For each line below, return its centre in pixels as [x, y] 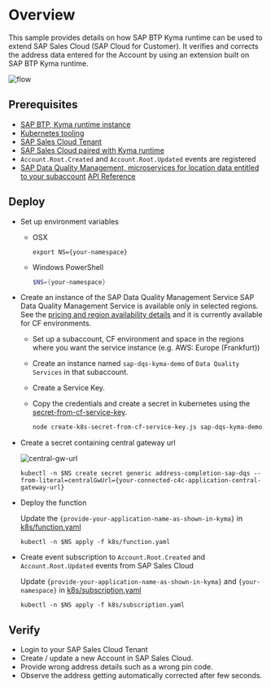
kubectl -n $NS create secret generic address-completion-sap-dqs [135, 473]
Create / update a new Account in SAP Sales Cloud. [107, 658]
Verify [24, 630]
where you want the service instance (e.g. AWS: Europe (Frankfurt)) [146, 348]
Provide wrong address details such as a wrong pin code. [116, 667]
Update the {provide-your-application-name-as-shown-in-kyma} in [131, 519]
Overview [42, 15]
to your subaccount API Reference [78, 176]
